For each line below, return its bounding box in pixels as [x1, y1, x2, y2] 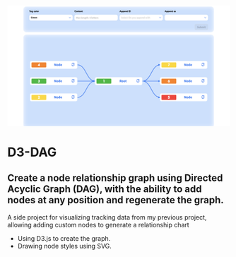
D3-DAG [7, 144, 57, 160]
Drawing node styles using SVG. [17, 241, 112, 250]
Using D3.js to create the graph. [17, 234, 111, 242]
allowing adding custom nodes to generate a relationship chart [7, 220, 189, 229]
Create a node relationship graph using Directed [7, 172, 223, 184]
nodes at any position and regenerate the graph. [7, 194, 224, 206]
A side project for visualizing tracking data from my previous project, [7, 213, 207, 221]
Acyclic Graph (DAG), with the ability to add [7, 183, 202, 196]
